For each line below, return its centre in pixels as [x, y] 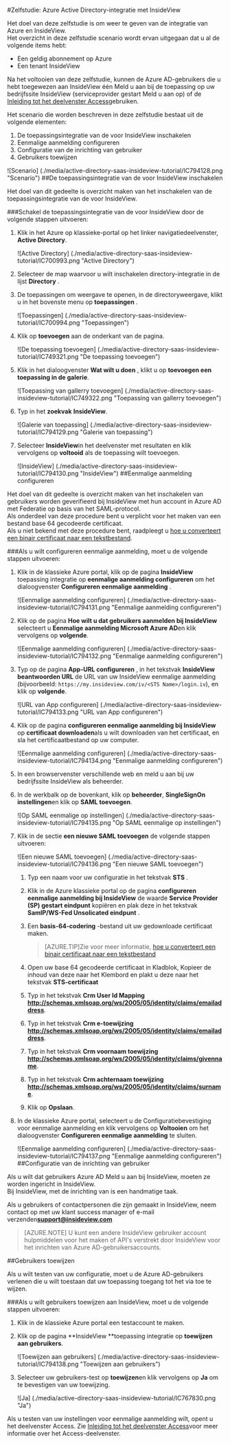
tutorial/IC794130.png [48, 473]
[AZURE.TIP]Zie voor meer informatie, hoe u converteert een [130, 946]
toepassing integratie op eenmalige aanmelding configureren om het [116, 579]
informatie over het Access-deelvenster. [64, 1433]
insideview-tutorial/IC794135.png [64, 822]
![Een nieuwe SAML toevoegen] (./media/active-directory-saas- [107, 857]
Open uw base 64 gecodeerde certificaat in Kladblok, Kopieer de [119, 967]
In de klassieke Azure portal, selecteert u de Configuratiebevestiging [114, 1120]
